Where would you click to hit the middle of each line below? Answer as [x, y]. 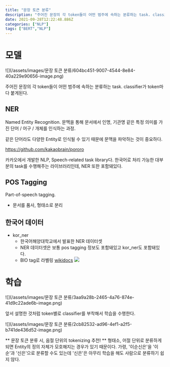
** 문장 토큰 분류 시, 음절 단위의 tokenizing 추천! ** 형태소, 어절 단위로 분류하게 [83, 341]
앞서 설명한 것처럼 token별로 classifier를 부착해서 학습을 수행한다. [70, 314]
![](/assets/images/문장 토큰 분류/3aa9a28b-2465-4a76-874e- [70, 298]
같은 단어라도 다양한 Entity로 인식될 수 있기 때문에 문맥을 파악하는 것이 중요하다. [84, 139]
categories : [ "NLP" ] [27, 24]
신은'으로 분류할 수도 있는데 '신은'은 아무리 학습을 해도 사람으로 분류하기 [88, 353]
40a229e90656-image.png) [35, 76]
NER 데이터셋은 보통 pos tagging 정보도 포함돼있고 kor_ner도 [81, 247]
